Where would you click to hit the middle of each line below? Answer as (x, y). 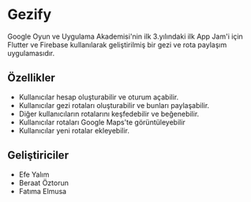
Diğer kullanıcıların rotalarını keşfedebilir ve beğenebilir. (109, 114)
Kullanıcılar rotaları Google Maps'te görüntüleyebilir (102, 122)
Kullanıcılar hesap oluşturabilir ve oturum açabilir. (99, 97)
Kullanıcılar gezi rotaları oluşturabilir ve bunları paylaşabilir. (114, 105)
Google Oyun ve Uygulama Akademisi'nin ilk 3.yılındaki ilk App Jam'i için (126, 36)
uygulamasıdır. (31, 53)
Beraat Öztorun (43, 182)
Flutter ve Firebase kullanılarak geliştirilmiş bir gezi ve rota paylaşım (117, 44)
